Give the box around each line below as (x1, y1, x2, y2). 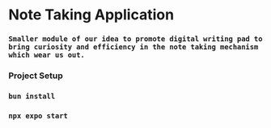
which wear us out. (8, 51, 85, 60)
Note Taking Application (8, 6, 175, 24)
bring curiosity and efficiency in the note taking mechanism (8, 43, 259, 52)
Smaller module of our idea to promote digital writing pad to (8, 35, 263, 43)
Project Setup (8, 70, 63, 81)
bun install (8, 91, 56, 101)
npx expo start (8, 111, 69, 120)
